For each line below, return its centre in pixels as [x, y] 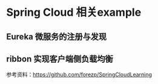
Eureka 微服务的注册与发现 [57, 37]
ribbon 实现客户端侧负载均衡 [60, 59]
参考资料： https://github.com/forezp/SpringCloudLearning [79, 75]
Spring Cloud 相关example [74, 12]
